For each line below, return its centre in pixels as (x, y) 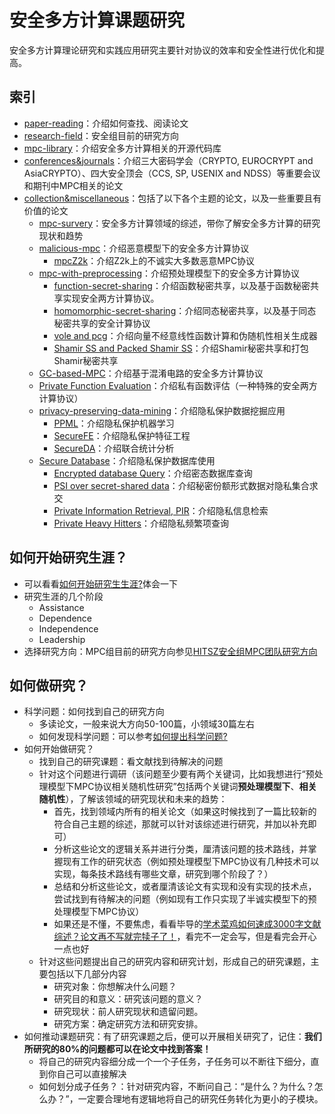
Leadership (62, 639)
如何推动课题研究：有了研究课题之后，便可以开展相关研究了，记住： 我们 (172, 1037)
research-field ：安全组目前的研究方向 (101, 135)
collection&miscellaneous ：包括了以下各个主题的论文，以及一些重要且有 (172, 198)
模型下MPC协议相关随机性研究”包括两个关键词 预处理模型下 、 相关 (182, 787)
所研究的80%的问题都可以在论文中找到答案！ (117, 1049)
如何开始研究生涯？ (68, 557)
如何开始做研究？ (59, 749)
